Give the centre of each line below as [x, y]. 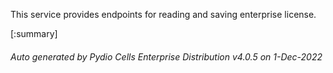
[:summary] [34, 33]
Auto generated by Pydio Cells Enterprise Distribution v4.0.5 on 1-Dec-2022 [166, 56]
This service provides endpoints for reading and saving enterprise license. [163, 14]
